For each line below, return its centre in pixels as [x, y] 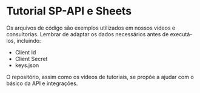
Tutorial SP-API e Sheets [69, 11]
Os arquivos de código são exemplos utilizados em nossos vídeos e [91, 28]
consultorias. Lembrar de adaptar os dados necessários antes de [88, 34]
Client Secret [31, 59]
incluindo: [29, 40]
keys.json [27, 65]
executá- [181, 34]
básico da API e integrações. [42, 83]
